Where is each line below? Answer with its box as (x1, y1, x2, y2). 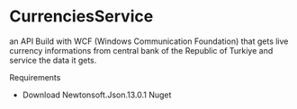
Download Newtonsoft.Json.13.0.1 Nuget (22, 89, 172, 100)
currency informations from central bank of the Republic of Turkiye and (9, 45, 274, 55)
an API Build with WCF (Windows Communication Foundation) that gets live (9, 36, 289, 46)
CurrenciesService (9, 6, 154, 27)
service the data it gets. (9, 54, 97, 65)
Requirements (9, 71, 61, 82)
